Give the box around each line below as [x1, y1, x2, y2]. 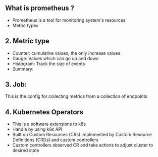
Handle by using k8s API [12, 126, 63, 132]
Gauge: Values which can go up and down [12, 55, 99, 61]
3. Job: [5, 80, 27, 89]
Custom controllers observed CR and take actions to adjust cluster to [12, 142, 154, 148]
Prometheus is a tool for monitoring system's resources [12, 17, 126, 23]
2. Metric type [5, 37, 50, 45]
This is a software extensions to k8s [12, 121, 86, 127]
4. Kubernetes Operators [5, 108, 84, 116]
